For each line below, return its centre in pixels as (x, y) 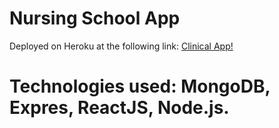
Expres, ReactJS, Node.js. (119, 108)
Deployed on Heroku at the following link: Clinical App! (121, 46)
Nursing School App (95, 18)
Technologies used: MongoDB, (140, 86)
